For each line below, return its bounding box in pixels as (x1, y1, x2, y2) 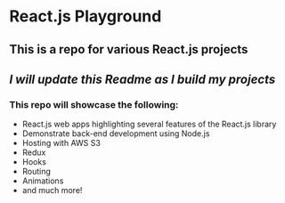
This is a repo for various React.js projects (9, 42, 248, 57)
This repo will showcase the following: (9, 98, 179, 110)
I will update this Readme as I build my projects (9, 71, 276, 86)
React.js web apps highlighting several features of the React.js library (21, 118, 277, 130)
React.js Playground (9, 6, 162, 27)
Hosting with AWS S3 (21, 138, 101, 149)
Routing (21, 166, 52, 177)
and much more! (21, 185, 83, 196)
